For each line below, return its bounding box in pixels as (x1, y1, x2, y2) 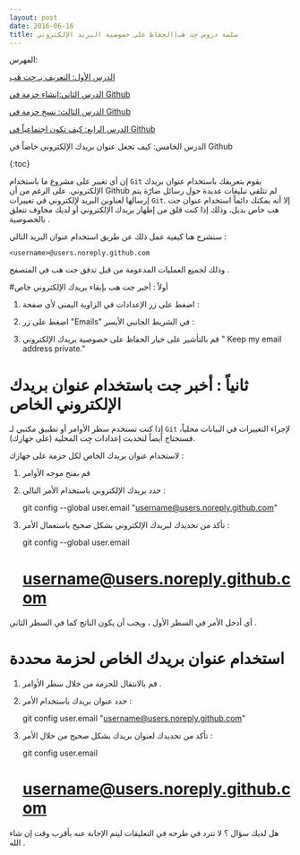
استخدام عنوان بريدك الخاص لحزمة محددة (9, 649, 285, 669)
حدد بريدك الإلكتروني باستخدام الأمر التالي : (21, 485, 166, 496)
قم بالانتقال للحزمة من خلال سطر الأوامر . (21, 678, 162, 689)
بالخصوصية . (9, 214, 51, 225)
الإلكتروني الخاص (9, 393, 122, 414)
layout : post (9, 13, 58, 22)
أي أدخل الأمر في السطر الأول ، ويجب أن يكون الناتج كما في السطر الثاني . (9, 617, 257, 628)
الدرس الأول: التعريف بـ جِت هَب (9, 72, 116, 82)
